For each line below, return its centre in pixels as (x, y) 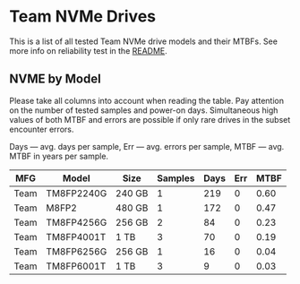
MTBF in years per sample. (59, 156)
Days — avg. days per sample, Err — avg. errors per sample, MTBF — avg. (147, 146)
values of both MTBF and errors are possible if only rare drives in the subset (150, 119)
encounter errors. (42, 129)
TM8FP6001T (76, 266)
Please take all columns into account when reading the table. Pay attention (147, 100)
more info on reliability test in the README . (88, 50)
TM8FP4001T (76, 237)
